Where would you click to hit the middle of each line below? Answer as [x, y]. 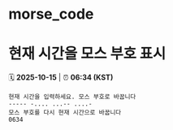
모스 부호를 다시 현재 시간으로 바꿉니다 [65, 113]
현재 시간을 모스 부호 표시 [87, 54]
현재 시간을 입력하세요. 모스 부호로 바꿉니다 [72, 97]
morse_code [51, 14]
